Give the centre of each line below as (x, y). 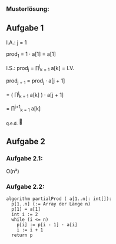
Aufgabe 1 (25, 28)
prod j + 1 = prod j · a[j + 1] (36, 81)
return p (22, 235)
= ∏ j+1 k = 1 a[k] (24, 109)
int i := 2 (25, 215)
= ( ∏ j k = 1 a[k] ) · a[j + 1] (35, 95)
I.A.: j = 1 (16, 42)
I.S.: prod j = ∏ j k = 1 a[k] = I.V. (40, 68)
